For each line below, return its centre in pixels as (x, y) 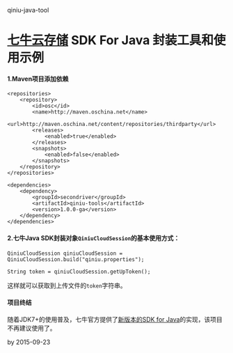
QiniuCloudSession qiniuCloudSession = (65, 253)
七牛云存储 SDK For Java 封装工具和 (111, 40)
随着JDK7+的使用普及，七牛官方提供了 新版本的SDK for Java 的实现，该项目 (115, 319)
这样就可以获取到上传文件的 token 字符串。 (67, 285)
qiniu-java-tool (28, 10)
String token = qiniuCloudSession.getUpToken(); (79, 272)
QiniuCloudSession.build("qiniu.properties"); (76, 259)
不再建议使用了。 (32, 328)
